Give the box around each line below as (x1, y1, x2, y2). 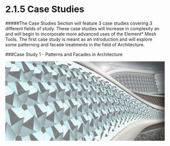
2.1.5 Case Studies (5, 4, 84, 15)
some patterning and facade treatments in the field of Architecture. (5, 41, 145, 47)
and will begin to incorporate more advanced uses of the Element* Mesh (5, 31, 157, 37)
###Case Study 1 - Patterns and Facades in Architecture (5, 51, 123, 57)
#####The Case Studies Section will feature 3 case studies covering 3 (5, 20, 153, 26)
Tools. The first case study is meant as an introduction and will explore (5, 36, 153, 42)
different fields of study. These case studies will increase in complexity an (5, 25, 160, 31)
